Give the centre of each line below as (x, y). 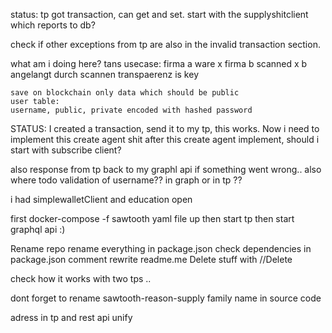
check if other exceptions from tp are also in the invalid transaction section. (165, 44)
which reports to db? (53, 25)
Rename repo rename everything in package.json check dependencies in (161, 248)
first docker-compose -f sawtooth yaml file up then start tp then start (152, 218)
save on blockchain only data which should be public (125, 93)
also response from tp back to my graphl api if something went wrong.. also (166, 169)
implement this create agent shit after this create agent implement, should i (165, 139)
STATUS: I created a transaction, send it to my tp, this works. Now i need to (165, 128)
